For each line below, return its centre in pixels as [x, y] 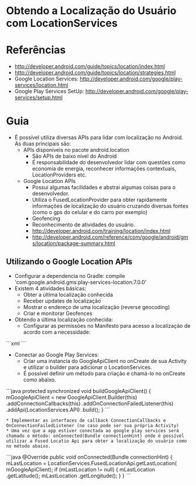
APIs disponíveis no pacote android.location [76, 150]
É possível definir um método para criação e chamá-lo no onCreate [104, 373]
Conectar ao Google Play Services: [57, 355]
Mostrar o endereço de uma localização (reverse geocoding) [97, 307]
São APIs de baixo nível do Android [74, 156]
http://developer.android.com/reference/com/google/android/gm [110, 237]
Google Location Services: [47, 79]
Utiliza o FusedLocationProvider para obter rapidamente [100, 200]
